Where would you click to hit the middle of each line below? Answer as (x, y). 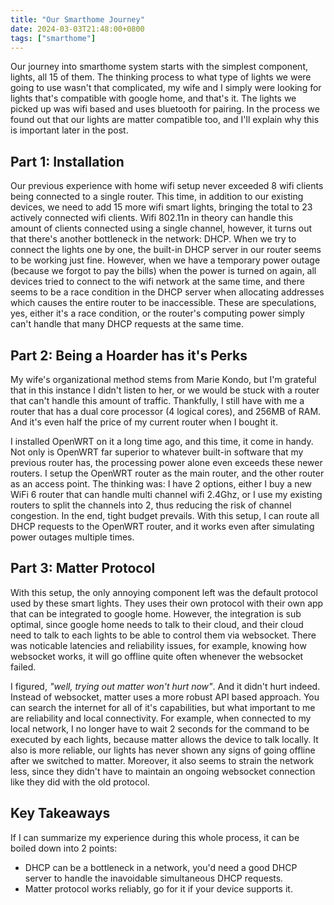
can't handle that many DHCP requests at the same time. (127, 324)
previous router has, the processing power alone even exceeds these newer (166, 462)
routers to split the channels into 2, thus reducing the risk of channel (151, 505)
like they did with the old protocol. (80, 782)
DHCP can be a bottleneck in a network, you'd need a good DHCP (161, 867)
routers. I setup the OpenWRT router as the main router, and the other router (167, 473)
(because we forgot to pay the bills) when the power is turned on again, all (163, 271)
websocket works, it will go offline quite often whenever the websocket (157, 656)
